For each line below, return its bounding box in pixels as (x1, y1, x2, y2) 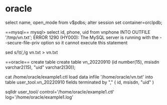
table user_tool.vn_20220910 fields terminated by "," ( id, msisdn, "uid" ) (5, 79, 154, 85)
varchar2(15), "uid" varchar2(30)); (5, 64, 76, 70)
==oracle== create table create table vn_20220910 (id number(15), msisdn (5, 59, 159, 65)
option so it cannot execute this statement (41, 39, 128, 45)
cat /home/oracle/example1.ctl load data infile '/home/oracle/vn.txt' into (5, 74, 153, 80)
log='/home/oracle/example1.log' (5, 94, 74, 100)
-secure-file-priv (5, 39, 40, 45)
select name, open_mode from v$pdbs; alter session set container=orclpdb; (5, 19, 162, 25)
